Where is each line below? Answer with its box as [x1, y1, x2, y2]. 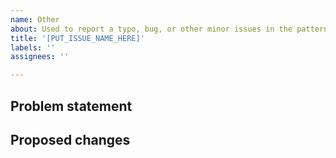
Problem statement [10, 97, 133, 115]
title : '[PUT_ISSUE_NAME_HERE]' [10, 33, 145, 43]
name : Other [10, 14, 60, 25]
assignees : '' [10, 52, 70, 62]
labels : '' [10, 42, 56, 53]
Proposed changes [10, 131, 131, 148]
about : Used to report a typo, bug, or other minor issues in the [10, 24, 293, 34]
